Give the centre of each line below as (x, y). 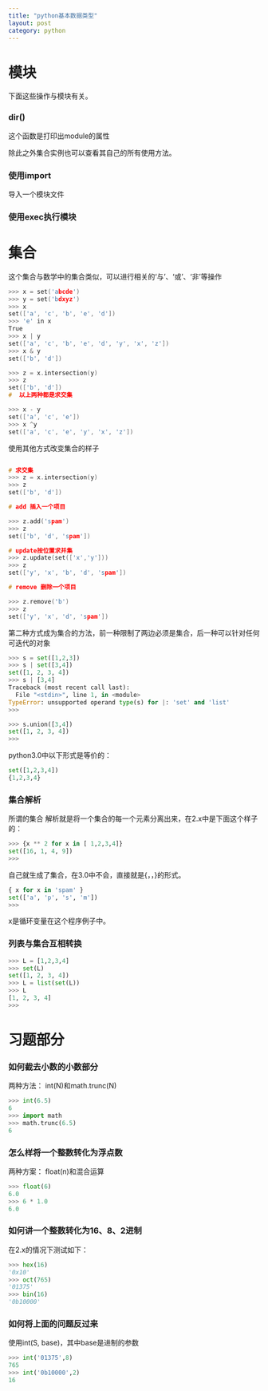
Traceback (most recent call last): (69, 688)
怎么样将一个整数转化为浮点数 (66, 1152)
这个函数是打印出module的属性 (59, 136)
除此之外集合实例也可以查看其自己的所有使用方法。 (92, 153)
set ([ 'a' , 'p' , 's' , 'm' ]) (53, 898)
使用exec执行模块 (43, 216)
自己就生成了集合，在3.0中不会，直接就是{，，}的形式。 (97, 874)
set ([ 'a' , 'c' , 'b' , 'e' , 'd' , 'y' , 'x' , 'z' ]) (89, 343)
